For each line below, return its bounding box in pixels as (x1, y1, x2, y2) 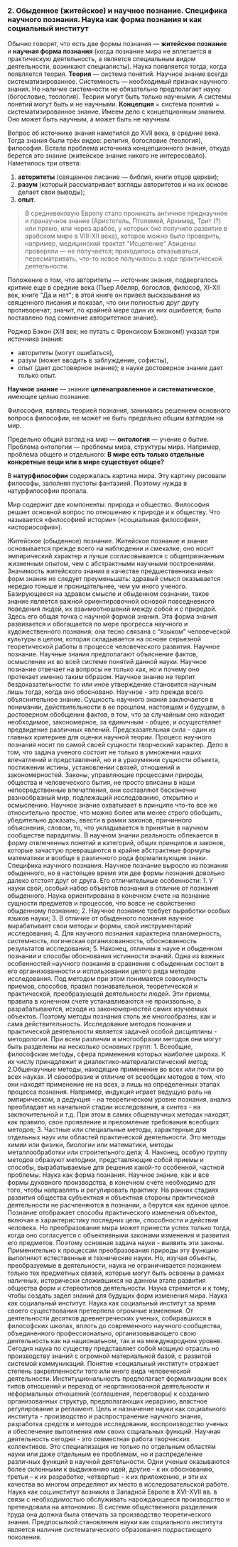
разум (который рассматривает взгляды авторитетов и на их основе (17, 180, 229, 189)
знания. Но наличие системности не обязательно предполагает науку (7, 85, 222, 94)
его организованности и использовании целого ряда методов (7, 967, 196, 975)
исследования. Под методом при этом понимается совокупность (7, 975, 207, 983)
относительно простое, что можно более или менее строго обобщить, (7, 808, 222, 817)
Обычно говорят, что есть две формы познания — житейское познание (7, 40, 227, 48)
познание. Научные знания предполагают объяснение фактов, (7, 650, 198, 658)
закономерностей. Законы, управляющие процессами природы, (7, 771, 205, 779)
